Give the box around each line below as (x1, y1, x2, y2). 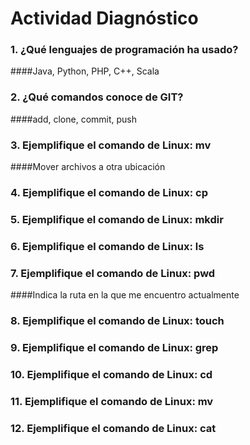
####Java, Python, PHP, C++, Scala (10, 65, 160, 77)
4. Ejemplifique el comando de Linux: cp (10, 186, 209, 199)
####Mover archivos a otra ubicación (10, 161, 166, 173)
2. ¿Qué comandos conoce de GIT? (10, 90, 184, 104)
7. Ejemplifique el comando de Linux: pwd (10, 266, 216, 280)
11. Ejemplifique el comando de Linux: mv (10, 394, 214, 408)
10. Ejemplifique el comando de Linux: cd (10, 367, 213, 381)
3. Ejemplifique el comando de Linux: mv (10, 138, 212, 152)
